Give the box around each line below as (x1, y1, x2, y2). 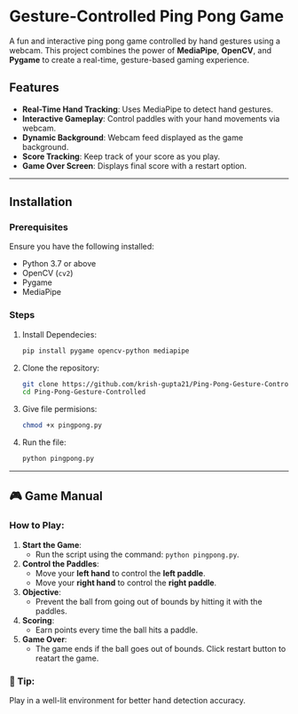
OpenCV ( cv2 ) (21, 268, 74, 279)
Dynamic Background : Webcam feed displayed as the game (21, 131, 244, 143)
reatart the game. (35, 653, 99, 663)
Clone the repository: (21, 362, 100, 373)
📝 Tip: (9, 675, 35, 687)
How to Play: (9, 520, 65, 532)
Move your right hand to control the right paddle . (35, 577, 217, 588)
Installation (9, 194, 73, 210)
